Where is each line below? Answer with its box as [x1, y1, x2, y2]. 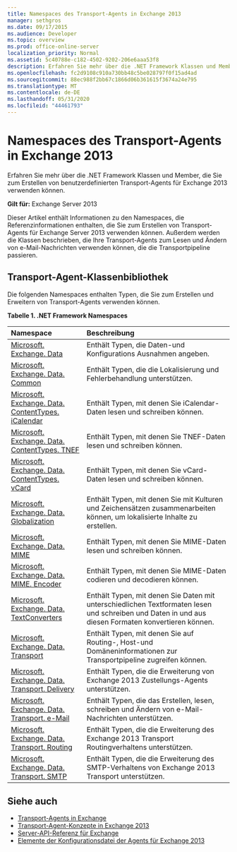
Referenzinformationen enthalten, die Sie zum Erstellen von [7, 220, 180, 229]
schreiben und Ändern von [86, 704, 175, 714]
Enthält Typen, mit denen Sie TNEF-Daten [86, 431, 226, 441]
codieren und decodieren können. [86, 575, 199, 584]
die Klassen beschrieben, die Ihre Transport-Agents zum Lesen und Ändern [7, 236, 227, 244]
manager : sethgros [7, 17, 61, 24]
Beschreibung [86, 328, 135, 337]
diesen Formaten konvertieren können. [86, 617, 214, 627]
